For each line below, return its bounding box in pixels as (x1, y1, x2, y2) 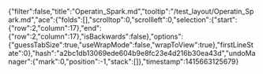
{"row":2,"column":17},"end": (8, 24, 102, 32)
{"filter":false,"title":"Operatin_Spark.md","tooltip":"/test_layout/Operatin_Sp (8, 7, 254, 16)
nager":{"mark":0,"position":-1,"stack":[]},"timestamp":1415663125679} (8, 57, 239, 66)
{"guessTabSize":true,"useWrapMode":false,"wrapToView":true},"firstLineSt (8, 40, 254, 50)
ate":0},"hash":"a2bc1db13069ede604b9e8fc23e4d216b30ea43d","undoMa (8, 49, 256, 57)
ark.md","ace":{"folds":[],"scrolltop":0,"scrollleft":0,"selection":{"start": (8, 15, 238, 24)
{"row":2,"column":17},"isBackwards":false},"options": (8, 31, 184, 41)
